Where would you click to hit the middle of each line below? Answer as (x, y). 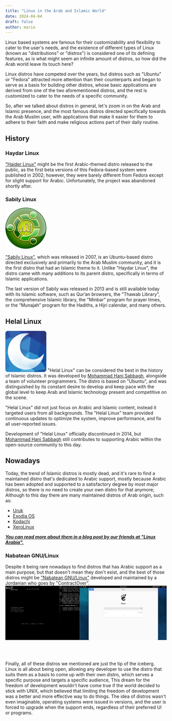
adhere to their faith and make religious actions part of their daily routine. (82, 122)
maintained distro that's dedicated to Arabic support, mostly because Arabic (86, 479)
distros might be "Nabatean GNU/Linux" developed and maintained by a (81, 578)
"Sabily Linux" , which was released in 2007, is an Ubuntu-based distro (79, 257)
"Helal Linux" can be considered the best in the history (105, 370)
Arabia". (15, 542)
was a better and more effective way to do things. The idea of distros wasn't (86, 696)
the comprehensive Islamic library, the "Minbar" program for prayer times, (83, 300)
